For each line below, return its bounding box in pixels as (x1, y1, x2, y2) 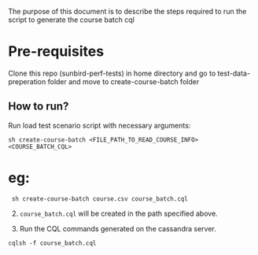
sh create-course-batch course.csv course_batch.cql (11, 194, 189, 203)
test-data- (217, 68, 250, 78)
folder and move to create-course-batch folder (47, 76, 200, 86)
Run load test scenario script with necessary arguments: (8, 120, 191, 130)
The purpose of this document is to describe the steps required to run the (8, 7, 247, 16)
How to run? (8, 100, 69, 113)
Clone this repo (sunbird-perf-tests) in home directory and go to (8, 68, 216, 78)
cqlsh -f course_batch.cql (8, 239, 97, 247)
